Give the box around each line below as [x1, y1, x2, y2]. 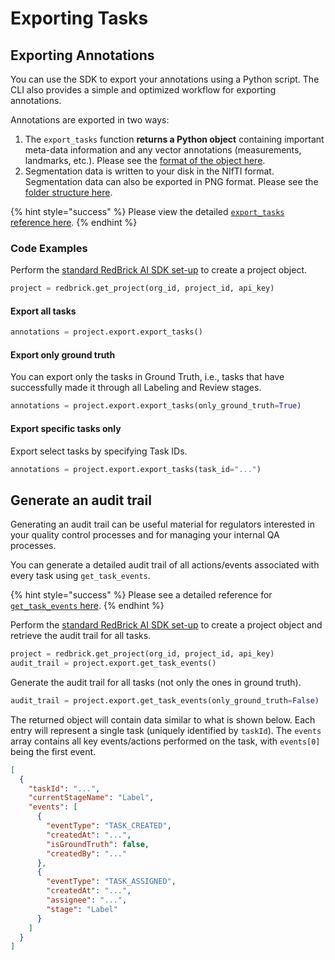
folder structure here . [24, 187, 113, 198]
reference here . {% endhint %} [10, 217, 138, 228]
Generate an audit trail [10, 492, 152, 509]
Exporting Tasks [10, 7, 149, 30]
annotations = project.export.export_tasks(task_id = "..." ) [10, 464, 262, 474]
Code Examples [10, 241, 88, 255]
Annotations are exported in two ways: [10, 114, 170, 126]
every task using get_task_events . [10, 570, 151, 582]
